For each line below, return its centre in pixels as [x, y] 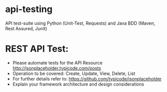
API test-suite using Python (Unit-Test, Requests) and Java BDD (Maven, [80, 23]
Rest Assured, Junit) [26, 28]
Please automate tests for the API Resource [58, 63]
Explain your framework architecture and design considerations [78, 84]
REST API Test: [37, 49]
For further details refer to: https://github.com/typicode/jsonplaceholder [87, 78]
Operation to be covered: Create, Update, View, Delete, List [74, 73]
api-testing [29, 9]
